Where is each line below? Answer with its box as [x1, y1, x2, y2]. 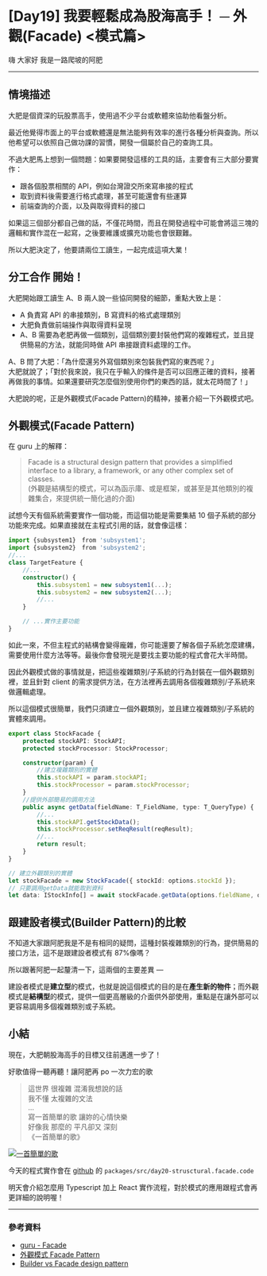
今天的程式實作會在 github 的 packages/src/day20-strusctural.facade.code [8, 1165, 254, 1175]
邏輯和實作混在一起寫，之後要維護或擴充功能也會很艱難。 [8, 228, 196, 237]
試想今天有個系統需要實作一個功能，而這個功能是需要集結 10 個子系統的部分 [8, 511, 257, 520]
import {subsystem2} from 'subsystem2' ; [8, 544, 146, 552]
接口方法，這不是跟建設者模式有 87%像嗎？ [8, 948, 151, 958]
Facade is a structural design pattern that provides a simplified [27, 457, 233, 467]
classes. [27, 474, 56, 484]
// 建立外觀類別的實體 [8, 869, 73, 877]
